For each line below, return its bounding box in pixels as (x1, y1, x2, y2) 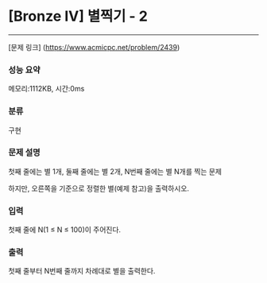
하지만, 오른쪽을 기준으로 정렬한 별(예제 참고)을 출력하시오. (8, 184, 189, 193)
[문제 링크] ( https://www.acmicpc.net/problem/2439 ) (8, 42, 180, 52)
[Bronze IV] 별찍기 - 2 (8, 7, 149, 25)
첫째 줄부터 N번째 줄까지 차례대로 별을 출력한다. (8, 266, 156, 276)
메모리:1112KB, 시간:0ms (8, 84, 85, 94)
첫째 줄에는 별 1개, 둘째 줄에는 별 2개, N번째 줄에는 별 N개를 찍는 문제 (8, 166, 222, 176)
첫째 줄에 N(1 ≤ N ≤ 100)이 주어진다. (8, 225, 122, 235)
